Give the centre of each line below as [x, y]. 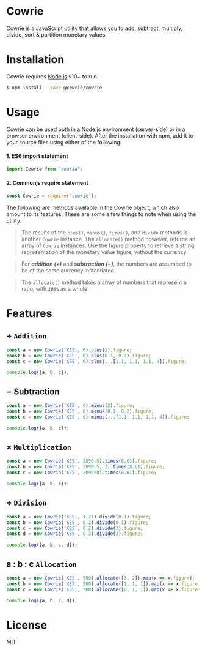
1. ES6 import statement [37, 156]
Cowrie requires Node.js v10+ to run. [52, 76]
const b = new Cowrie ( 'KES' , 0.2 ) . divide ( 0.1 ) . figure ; [77, 522]
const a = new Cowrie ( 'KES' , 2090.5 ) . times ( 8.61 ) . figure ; [81, 461]
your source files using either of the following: [64, 142]
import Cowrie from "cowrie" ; [45, 169]
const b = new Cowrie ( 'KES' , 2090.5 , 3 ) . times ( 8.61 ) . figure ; [86, 467]
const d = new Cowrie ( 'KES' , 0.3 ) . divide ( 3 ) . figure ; [75, 534]
